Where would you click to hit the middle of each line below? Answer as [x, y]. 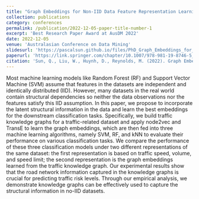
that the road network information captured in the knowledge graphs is [92, 172]
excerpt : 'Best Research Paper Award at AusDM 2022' [73, 34]
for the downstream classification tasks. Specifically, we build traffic [89, 115]
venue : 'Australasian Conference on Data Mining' [69, 45]
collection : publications [38, 17]
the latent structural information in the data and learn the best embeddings [97, 109]
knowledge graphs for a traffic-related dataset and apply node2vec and [94, 122]
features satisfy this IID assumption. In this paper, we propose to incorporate [99, 103]
